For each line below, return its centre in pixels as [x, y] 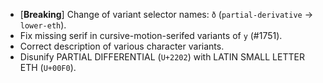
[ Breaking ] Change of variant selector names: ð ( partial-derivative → [166, 14]
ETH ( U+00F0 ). [48, 67]
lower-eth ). [43, 25]
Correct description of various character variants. [122, 46]
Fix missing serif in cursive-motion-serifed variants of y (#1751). [151, 35]
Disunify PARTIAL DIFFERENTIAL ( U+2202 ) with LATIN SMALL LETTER [162, 57]
